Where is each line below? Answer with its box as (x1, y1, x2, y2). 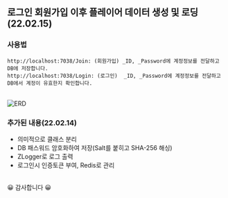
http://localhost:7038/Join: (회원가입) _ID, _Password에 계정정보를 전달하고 (7, 58, 220, 65)
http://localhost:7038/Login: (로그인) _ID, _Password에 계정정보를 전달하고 (7, 72, 221, 79)
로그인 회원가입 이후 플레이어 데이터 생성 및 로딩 (7, 6, 199, 19)
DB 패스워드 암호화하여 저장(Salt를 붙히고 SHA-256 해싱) (17, 143, 173, 151)
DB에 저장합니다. (7, 65, 49, 72)
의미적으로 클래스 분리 (17, 135, 78, 143)
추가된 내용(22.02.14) (7, 117, 78, 127)
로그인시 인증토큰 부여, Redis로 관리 (17, 160, 115, 169)
